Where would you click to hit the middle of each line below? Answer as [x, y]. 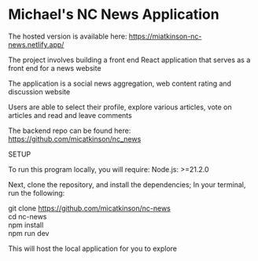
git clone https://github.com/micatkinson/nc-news [90, 208]
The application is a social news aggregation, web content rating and [120, 83]
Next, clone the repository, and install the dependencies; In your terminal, [127, 184]
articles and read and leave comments [70, 115]
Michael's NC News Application [114, 15]
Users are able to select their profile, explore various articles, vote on [120, 107]
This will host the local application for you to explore [93, 248]
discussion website [39, 91]
